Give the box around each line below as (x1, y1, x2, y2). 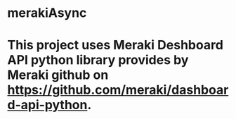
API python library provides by (7, 52, 189, 68)
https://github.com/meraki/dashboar (7, 82, 229, 98)
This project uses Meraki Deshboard (7, 37, 223, 54)
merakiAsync (7, 5, 87, 21)
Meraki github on (7, 67, 109, 83)
